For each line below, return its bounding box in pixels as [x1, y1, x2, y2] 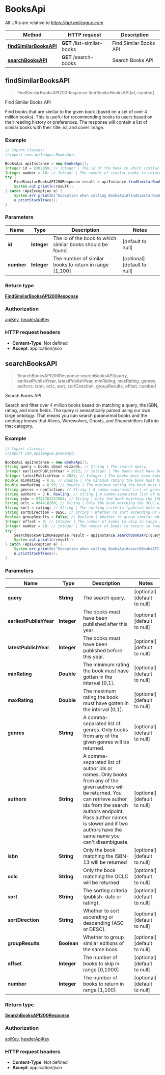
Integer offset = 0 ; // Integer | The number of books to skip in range [5, 519, 157, 524]
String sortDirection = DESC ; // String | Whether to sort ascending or [5, 510, 157, 515]
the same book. [83, 946, 119, 953]
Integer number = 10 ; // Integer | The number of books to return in [5, 524, 151, 528]
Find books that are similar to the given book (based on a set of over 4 [5, 109, 147, 114]
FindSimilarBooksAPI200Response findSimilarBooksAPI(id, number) [17, 89, 155, 95]
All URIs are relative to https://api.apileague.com [5, 20, 104, 26]
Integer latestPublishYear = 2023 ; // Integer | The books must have [5, 473, 151, 478]
